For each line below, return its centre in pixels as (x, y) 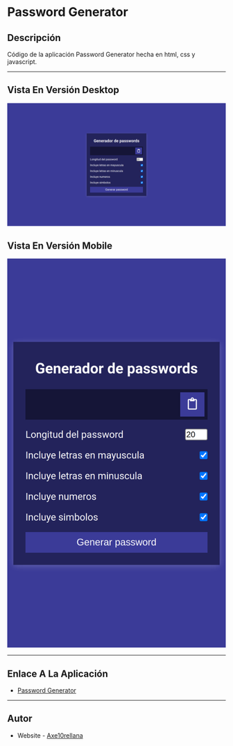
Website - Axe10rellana (50, 735)
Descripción (34, 38)
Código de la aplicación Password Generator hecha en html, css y (101, 54)
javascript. (22, 62)
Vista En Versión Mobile (60, 246)
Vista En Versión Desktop (63, 90)
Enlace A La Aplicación (58, 673)
